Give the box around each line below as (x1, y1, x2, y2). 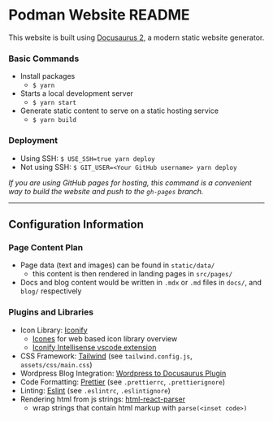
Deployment (8, 135, 58, 146)
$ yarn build (32, 116, 77, 124)
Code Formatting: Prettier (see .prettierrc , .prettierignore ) (19, 376, 226, 387)
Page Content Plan (8, 241, 84, 253)
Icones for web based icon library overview (32, 333, 178, 343)
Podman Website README (8, 6, 190, 24)
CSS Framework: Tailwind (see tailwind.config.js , (19, 351, 193, 361)
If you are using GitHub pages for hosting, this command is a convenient (8, 177, 252, 188)
